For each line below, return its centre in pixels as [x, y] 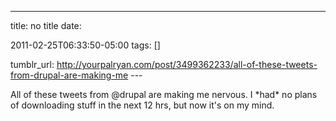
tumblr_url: [32, 64]
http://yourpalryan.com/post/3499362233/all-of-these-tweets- [187, 64]
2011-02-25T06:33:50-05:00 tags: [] [85, 45]
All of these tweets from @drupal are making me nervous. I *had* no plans [164, 94]
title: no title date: [46, 25]
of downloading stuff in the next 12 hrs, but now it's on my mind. [142, 105]
